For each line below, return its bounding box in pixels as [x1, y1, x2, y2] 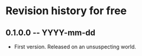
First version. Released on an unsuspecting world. [14, 43, 137, 50]
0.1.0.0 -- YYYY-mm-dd [5, 28, 96, 38]
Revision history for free [5, 4, 127, 18]
